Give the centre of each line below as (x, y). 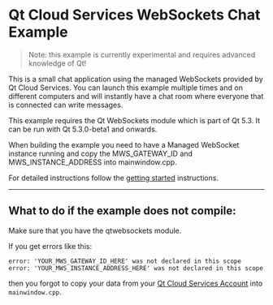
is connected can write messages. (66, 105)
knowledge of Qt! (57, 63)
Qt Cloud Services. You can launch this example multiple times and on (126, 88)
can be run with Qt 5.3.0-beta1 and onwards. (83, 129)
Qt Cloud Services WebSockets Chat (134, 15)
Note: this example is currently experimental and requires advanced (142, 54)
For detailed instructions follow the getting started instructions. (114, 178)
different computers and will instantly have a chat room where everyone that (136, 96)
